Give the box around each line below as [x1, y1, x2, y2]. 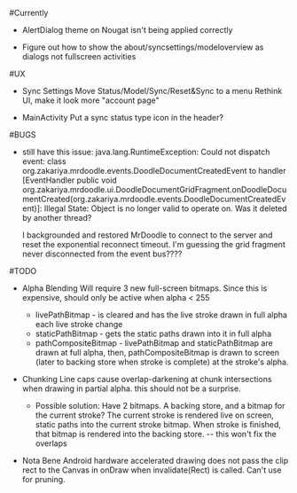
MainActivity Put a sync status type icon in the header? [21, 113, 224, 122]
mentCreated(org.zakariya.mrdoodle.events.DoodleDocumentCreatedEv [21, 194, 286, 204]
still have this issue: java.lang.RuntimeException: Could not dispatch [21, 146, 270, 157]
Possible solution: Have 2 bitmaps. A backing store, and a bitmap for [35, 401, 285, 411]
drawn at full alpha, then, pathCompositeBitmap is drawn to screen [35, 348, 280, 357]
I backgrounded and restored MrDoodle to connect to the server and [21, 230, 273, 240]
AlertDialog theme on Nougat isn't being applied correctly [21, 25, 233, 35]
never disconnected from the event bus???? [21, 248, 183, 259]
